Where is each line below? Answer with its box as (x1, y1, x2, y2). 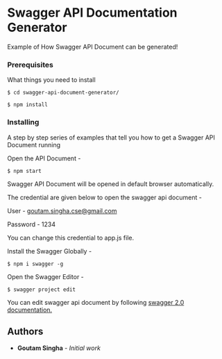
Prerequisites (7, 60, 53, 69)
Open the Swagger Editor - (7, 272, 85, 281)
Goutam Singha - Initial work (17, 344, 101, 352)
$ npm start (7, 167, 42, 174)
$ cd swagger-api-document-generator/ (7, 89, 119, 97)
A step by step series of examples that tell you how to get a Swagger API (7, 133, 215, 142)
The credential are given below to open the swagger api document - (7, 193, 203, 201)
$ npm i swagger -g (7, 260, 64, 267)
